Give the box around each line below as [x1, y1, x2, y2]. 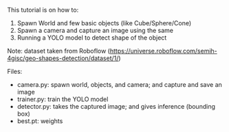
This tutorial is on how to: [7, 6, 79, 14]
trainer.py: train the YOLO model [17, 95, 109, 103]
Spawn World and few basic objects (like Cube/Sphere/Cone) [17, 19, 192, 27]
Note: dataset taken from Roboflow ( [7, 47, 110, 55]
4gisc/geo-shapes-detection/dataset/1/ [7, 54, 119, 62]
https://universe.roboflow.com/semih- [109, 47, 218, 55]
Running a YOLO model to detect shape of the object [17, 34, 167, 42]
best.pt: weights [17, 117, 63, 125]
